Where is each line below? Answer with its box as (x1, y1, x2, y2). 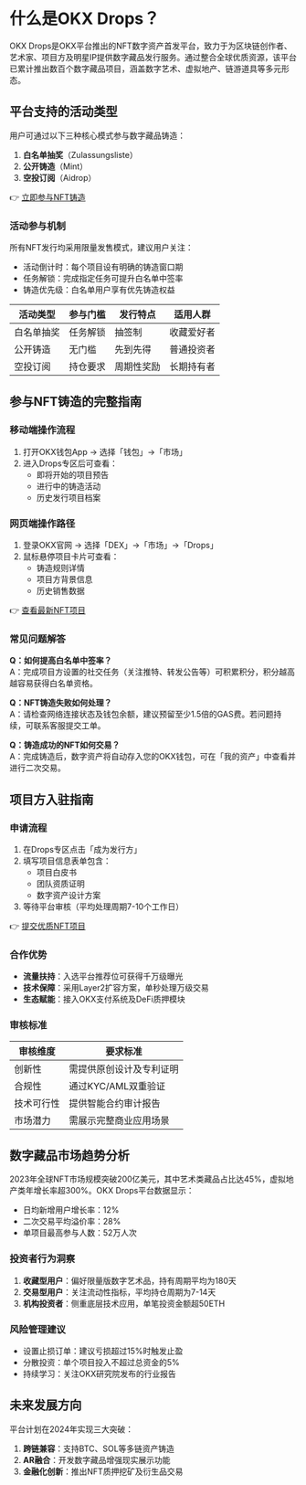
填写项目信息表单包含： (22, 855, 111, 866)
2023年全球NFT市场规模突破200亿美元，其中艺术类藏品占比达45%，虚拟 (9, 1173, 286, 1184)
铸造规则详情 (36, 563, 85, 574)
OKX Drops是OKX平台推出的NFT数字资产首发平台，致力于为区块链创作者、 (9, 40, 292, 51)
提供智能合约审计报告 (69, 1097, 162, 1109)
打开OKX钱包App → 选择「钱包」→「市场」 (22, 446, 187, 457)
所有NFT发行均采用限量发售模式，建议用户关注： (9, 242, 194, 253)
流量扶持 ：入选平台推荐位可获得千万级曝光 (22, 971, 184, 982)
